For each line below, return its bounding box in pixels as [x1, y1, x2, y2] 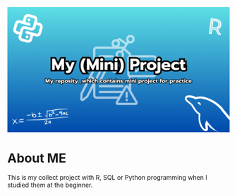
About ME [7, 150, 67, 166]
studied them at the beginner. [7, 180, 93, 190]
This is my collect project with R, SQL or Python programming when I [7, 173, 208, 182]
